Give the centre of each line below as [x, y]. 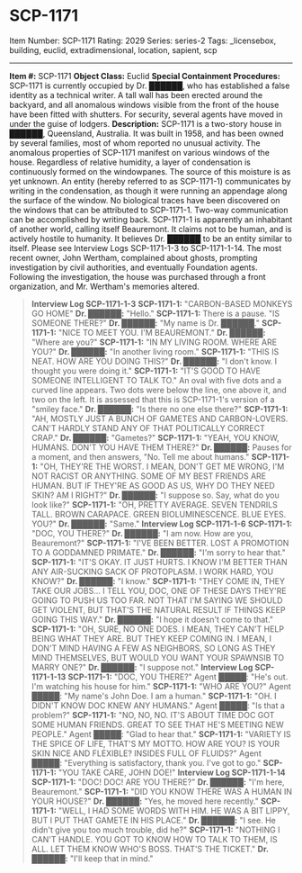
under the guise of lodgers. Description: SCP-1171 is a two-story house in [146, 123]
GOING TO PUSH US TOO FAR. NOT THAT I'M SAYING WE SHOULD [157, 600]
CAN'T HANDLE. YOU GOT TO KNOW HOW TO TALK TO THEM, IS [154, 839]
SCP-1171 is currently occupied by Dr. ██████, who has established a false [150, 85]
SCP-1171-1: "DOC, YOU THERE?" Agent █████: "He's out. [178, 677]
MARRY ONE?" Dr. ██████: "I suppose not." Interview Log [142, 667]
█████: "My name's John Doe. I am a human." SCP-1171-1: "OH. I [154, 696]
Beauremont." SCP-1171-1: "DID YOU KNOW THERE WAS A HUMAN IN [161, 791]
